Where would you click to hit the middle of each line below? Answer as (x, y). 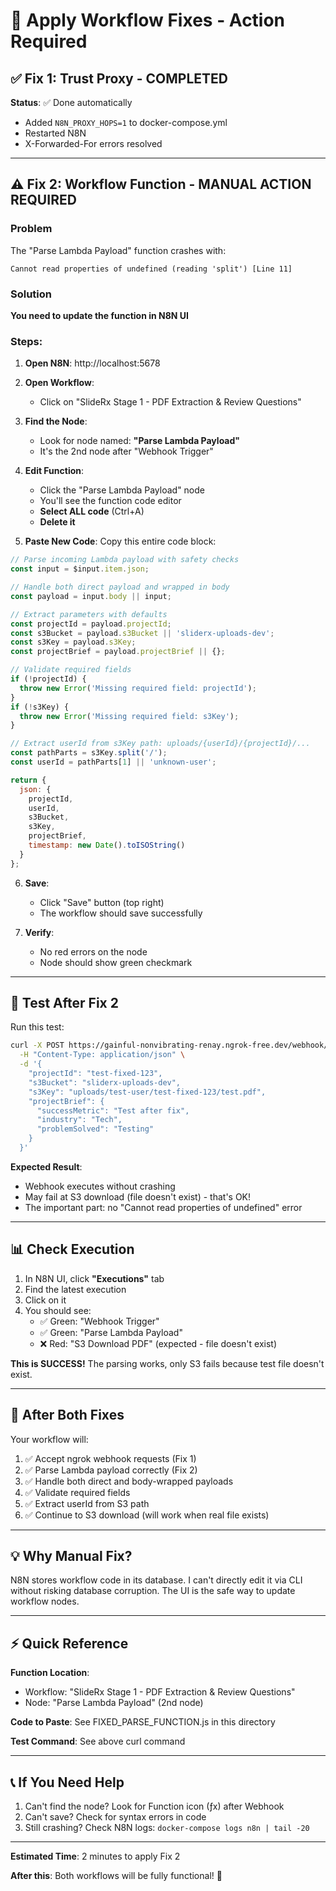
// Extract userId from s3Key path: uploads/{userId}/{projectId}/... (160, 744)
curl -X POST (37, 1045)
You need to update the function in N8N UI (99, 315)
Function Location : (50, 1673)
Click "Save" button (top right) (102, 902)
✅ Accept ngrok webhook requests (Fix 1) (110, 1458)
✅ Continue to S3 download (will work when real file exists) (147, 1515)
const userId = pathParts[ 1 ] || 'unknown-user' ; (113, 762)
